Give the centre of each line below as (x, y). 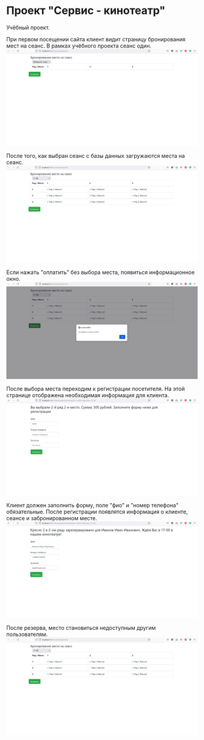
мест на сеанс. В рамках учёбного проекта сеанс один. (79, 46)
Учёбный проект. (28, 27)
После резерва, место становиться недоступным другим (81, 628)
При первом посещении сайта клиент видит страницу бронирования (96, 39)
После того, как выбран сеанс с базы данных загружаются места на (96, 155)
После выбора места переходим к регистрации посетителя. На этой (96, 389)
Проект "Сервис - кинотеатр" (86, 11)
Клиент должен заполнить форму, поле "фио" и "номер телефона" (93, 505)
